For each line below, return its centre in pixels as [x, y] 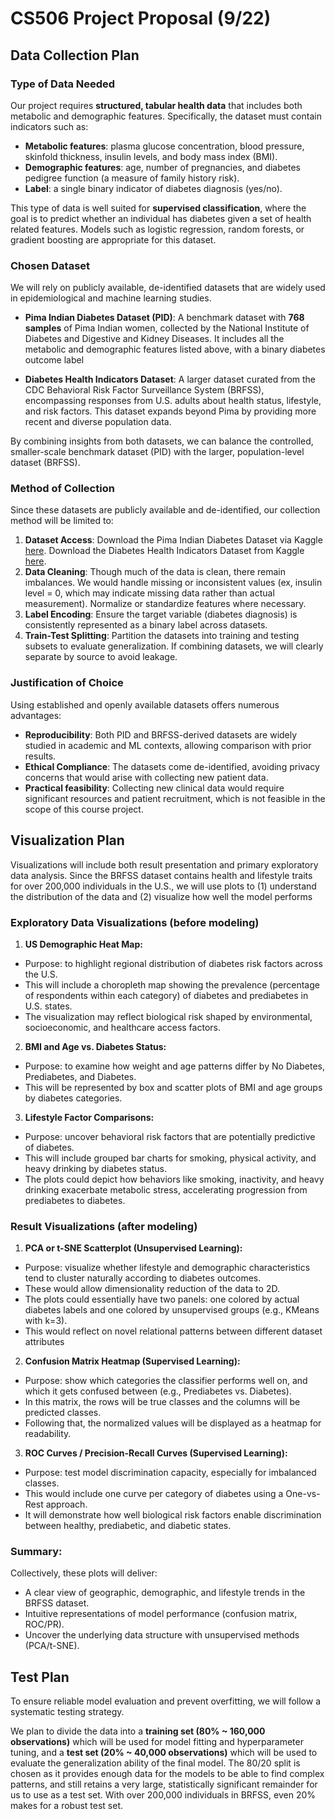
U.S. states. [48, 1006]
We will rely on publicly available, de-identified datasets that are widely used [168, 288]
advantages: [36, 715]
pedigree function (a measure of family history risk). [132, 178]
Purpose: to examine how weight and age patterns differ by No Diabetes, [174, 1066]
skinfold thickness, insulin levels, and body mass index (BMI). [151, 156]
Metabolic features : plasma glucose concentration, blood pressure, [164, 146]
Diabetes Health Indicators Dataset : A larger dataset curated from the [170, 379]
